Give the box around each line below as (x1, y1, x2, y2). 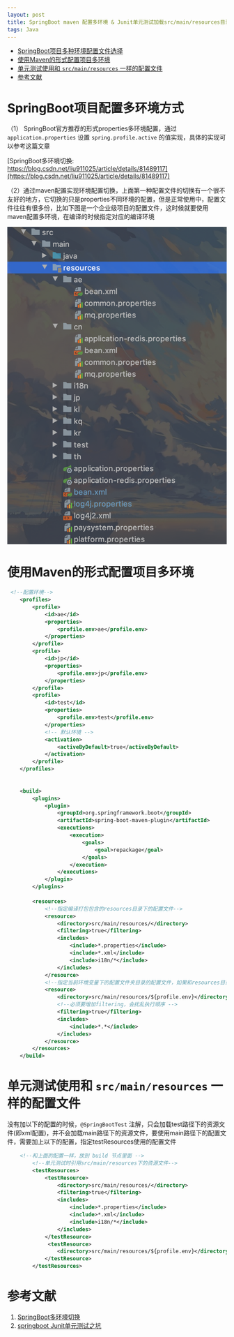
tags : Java (7, 26, 39, 33)
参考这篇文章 (13, 142, 50, 150)
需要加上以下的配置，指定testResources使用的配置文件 (19, 1137, 177, 1146)
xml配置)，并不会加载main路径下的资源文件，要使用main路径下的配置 (22, 1129, 221, 1137)
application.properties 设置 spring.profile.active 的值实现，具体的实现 (7, 133, 220, 142)
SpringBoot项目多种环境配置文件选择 (17, 47, 123, 55)
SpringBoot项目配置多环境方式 (7, 100, 185, 116)
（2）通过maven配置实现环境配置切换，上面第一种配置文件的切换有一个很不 (7, 186, 226, 195)
